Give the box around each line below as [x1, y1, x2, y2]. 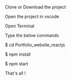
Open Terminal [5, 23, 35, 29]
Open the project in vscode [5, 14, 59, 19]
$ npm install [5, 51, 31, 57]
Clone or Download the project [5, 4, 66, 10]
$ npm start [5, 61, 28, 66]
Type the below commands [5, 33, 59, 38]
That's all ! [5, 70, 26, 76]
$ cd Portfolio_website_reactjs [5, 42, 65, 48]
